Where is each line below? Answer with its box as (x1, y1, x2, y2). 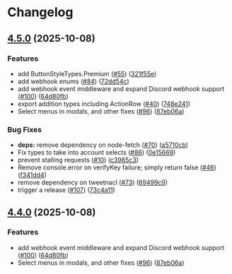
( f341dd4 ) (17, 171, 47, 179)
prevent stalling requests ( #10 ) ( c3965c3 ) (17, 156, 139, 165)
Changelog (7, 4, 74, 20)
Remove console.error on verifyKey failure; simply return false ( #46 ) (17, 163, 217, 172)
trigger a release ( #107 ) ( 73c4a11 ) (17, 186, 115, 194)
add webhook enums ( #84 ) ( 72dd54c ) (17, 77, 129, 85)
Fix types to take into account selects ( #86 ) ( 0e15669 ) (17, 148, 176, 157)
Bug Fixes (7, 124, 42, 134)
